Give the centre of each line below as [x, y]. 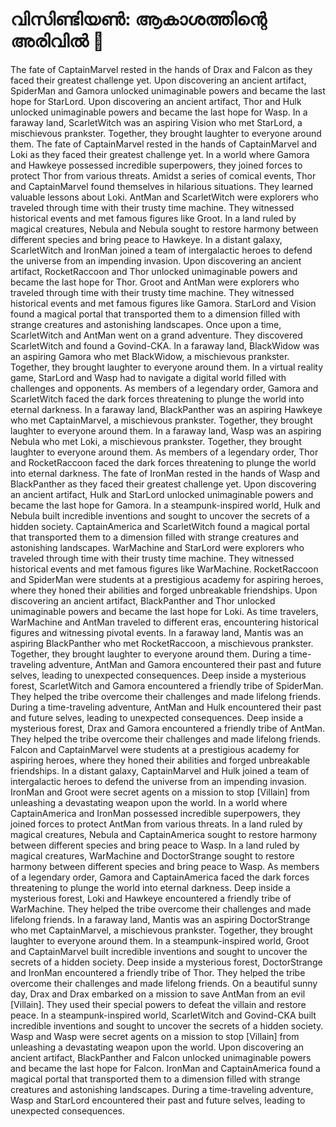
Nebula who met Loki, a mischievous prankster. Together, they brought [156, 441]
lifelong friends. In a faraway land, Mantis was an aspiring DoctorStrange [160, 919]
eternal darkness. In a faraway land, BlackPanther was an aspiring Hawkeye [166, 409]
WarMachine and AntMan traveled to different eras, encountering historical [164, 622]
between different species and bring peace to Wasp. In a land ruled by [155, 845]
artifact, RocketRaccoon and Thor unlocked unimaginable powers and [154, 271]
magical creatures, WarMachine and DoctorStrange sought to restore [152, 855]
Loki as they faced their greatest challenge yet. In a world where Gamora [160, 154]
